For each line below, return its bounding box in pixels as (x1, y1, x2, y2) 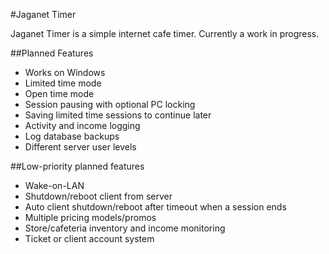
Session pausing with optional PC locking (24, 99, 196, 110)
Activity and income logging (24, 120, 141, 131)
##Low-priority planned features (10, 160, 145, 172)
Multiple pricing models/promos (24, 212, 157, 223)
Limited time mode (24, 77, 102, 89)
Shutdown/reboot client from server (24, 190, 173, 202)
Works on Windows (24, 67, 106, 78)
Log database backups (24, 130, 120, 142)
